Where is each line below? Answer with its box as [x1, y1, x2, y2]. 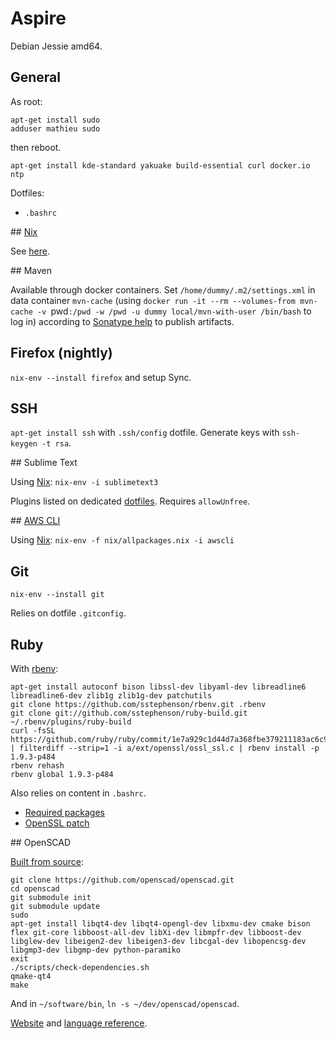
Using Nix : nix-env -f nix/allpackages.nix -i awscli [10, 534, 235, 546]
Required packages [24, 807, 105, 818]
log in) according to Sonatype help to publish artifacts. [10, 315, 235, 327]
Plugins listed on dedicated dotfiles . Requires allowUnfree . [10, 495, 251, 507]
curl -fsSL [10, 726, 56, 736]
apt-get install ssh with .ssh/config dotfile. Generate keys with [10, 427, 280, 439]
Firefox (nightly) [10, 345, 113, 362]
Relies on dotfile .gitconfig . [10, 607, 127, 619]
